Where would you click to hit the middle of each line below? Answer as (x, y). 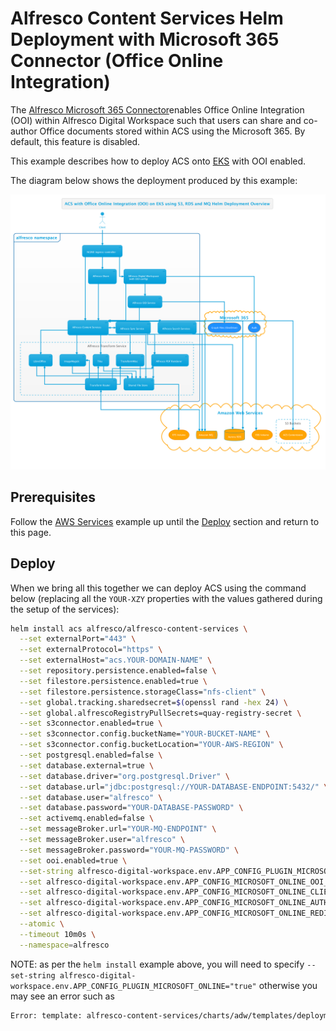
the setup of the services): (65, 609)
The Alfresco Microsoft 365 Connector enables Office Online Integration (157, 109)
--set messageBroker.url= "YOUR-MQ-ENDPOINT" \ (118, 829)
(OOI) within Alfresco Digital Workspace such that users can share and (156, 120)
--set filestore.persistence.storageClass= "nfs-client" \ (143, 692)
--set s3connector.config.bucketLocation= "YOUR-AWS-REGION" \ (151, 745)
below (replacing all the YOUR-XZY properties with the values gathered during (166, 598)
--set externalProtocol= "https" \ (91, 650)
